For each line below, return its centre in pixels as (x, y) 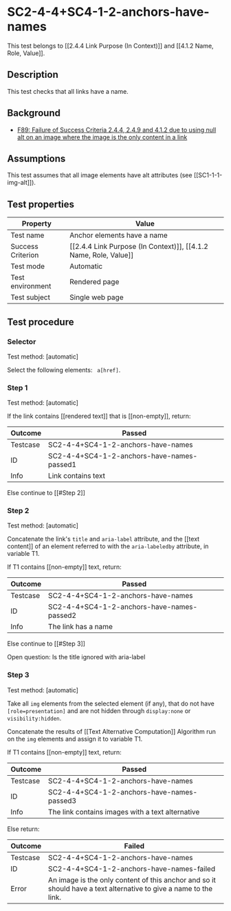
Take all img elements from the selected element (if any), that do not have (111, 703)
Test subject (30, 297)
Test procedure (41, 322)
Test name (27, 235)
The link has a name (80, 627)
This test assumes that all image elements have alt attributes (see (100, 175)
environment (31, 286)
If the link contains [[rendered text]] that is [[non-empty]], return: (99, 416)
